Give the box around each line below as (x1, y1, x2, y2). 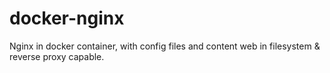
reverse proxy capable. (9, 50, 105, 62)
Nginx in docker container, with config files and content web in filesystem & (9, 40, 321, 52)
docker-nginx (9, 7, 125, 30)
